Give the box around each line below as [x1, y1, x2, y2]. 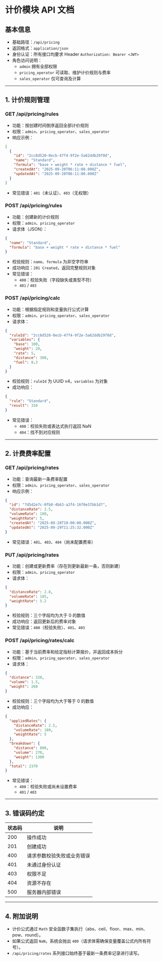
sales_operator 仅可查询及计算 [19, 76, 81, 81]
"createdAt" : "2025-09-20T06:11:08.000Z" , [14, 167, 101, 172]
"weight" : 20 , [14, 346, 42, 351]
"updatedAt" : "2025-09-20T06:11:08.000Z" [14, 171, 98, 176]
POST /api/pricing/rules [5, 202, 63, 209]
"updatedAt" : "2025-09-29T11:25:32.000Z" [9, 525, 95, 530]
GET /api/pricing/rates [5, 464, 59, 471]
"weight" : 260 [9, 684, 38, 689]
